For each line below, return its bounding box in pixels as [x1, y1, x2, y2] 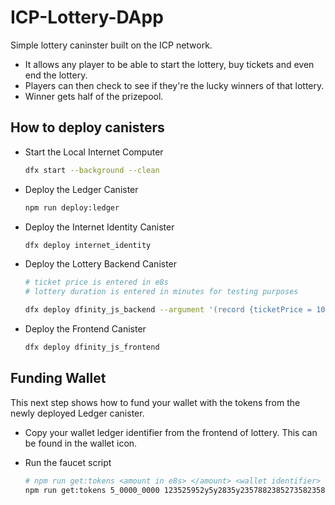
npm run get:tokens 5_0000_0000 [24, 485, 160, 495]
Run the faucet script [24, 456, 112, 468]
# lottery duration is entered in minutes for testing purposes [24, 287, 299, 297]
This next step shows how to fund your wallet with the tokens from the [10, 396, 301, 408]
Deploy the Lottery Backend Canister [24, 258, 178, 270]
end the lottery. [24, 69, 88, 81]
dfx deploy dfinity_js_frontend [24, 342, 160, 352]
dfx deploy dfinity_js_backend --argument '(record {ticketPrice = [24, 305, 312, 315]
